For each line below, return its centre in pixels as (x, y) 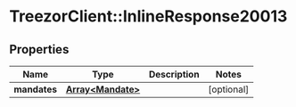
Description (174, 74)
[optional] (229, 89)
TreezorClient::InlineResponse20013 (148, 16)
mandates (36, 89)
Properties (39, 49)
